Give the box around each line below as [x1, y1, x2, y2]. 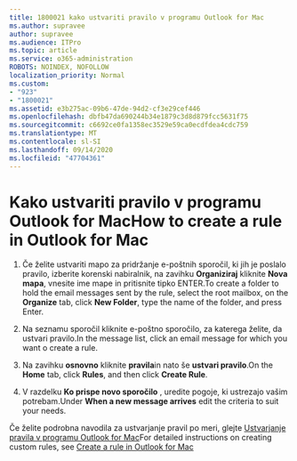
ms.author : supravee [9, 21, 86, 30]
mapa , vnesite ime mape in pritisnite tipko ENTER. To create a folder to [21, 278, 279, 289]
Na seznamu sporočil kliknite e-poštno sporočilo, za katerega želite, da [21, 324, 283, 335]
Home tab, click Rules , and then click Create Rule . [21, 369, 208, 380]
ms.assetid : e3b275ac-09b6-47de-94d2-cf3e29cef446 [9, 104, 201, 113]
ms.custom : [9, 79, 50, 88]
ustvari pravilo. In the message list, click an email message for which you [21, 333, 287, 344]
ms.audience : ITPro [9, 37, 82, 47]
